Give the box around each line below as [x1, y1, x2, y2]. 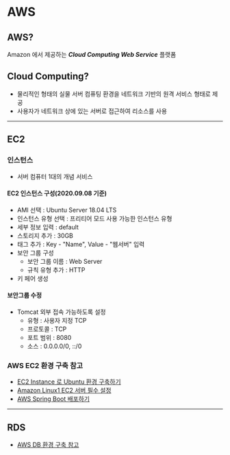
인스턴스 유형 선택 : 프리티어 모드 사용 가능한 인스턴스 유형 [16, 214, 172, 223]
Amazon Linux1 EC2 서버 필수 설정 [16, 386, 112, 395]
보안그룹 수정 [7, 291, 42, 299]
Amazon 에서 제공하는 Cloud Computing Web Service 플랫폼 [7, 51, 177, 58]
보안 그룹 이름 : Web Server [27, 257, 103, 265]
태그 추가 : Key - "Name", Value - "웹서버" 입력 [16, 240, 145, 248]
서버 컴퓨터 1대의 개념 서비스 [16, 172, 93, 180]
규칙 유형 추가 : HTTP [27, 265, 86, 274]
